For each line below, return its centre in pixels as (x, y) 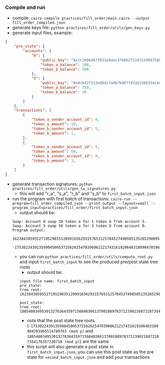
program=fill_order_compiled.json (47, 203)
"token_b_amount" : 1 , (54, 133)
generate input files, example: (42, 33)
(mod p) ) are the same (87, 341)
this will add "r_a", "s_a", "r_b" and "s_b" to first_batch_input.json (88, 193)
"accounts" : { (37, 51)
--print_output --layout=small (117, 203)
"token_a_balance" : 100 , (66, 65)
